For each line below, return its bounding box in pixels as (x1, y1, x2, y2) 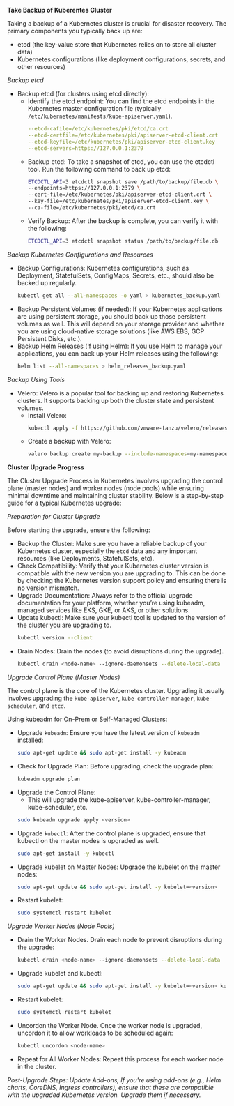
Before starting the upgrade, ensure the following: (7, 526, 151, 534)
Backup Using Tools (7, 375, 65, 384)
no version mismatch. (17, 584, 79, 592)
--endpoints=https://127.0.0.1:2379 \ (27, 185, 141, 192)
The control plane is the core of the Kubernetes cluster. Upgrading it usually (7, 687, 225, 695)
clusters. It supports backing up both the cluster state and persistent (17, 396, 214, 404)
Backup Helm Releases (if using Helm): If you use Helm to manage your (17, 342, 223, 350)
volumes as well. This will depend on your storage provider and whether (17, 319, 225, 328)
